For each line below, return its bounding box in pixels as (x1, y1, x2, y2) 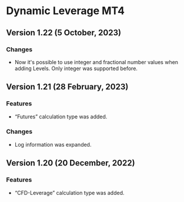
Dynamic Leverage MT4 (6, 4, 125, 18)
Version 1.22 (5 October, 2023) (6, 28, 122, 38)
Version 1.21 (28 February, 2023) (6, 82, 129, 92)
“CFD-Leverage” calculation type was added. (14, 189, 125, 196)
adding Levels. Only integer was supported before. (14, 65, 138, 72)
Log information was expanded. (14, 141, 92, 148)
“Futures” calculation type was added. (14, 113, 108, 120)
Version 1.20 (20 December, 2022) (6, 158, 135, 168)
